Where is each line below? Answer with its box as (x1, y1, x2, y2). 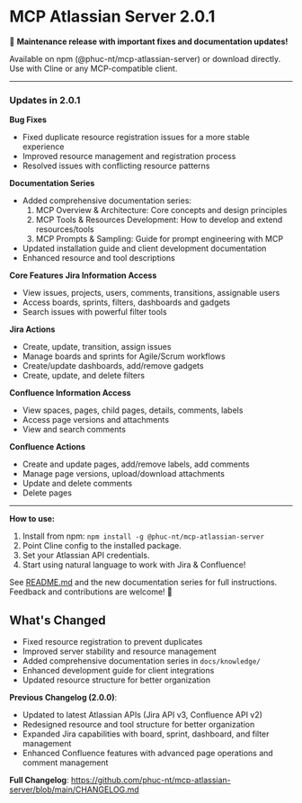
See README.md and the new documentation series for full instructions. (9, 577, 278, 588)
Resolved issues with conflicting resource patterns (22, 160, 210, 172)
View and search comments (22, 424, 126, 435)
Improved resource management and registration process (22, 151, 236, 162)
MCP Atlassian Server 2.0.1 (9, 6, 216, 27)
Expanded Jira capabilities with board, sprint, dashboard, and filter (22, 728, 270, 739)
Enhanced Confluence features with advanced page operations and (22, 748, 274, 759)
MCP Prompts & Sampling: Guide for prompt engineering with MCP (35, 234, 284, 245)
